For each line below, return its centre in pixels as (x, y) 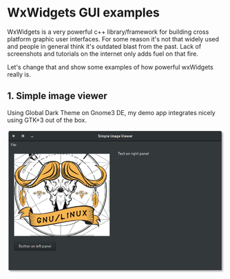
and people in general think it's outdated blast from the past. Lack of (104, 46)
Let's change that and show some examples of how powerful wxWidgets (110, 67)
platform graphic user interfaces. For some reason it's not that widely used (113, 39)
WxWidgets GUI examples (84, 13)
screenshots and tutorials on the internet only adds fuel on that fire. (103, 54)
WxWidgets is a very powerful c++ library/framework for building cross (108, 32)
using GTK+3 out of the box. (47, 120)
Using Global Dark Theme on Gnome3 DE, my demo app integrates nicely (111, 112)
